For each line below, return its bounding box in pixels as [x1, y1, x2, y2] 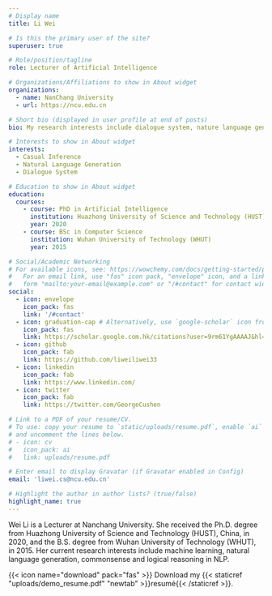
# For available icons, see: [8, 265, 107, 273]
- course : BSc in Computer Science [23, 228, 143, 236]
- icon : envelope [15, 295, 74, 303]
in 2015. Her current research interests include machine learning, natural [8, 545, 249, 555]
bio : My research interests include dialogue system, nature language [8, 123, 252, 131]
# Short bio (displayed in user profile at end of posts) [8, 115, 208, 124]
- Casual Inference [15, 153, 82, 161]
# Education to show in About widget [8, 182, 136, 191]
